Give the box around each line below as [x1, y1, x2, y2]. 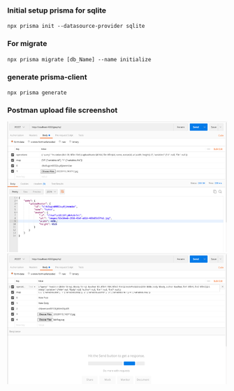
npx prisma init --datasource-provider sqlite [7, 23, 145, 30]
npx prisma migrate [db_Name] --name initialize [7, 56, 152, 63]
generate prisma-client [7, 72, 87, 82]
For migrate [7, 39, 47, 49]
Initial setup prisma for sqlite [7, 6, 107, 15]
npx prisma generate [7, 89, 68, 96]
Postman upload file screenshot [7, 105, 118, 115]
